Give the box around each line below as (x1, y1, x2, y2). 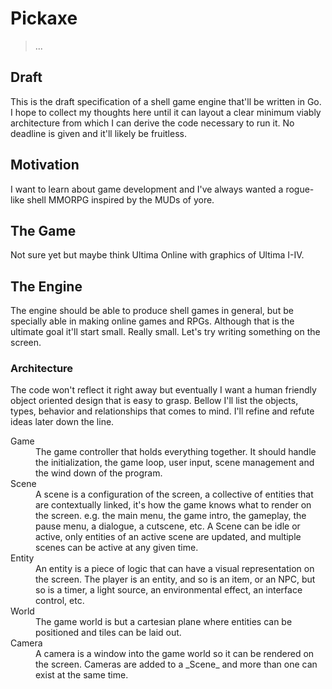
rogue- (285, 183, 315, 195)
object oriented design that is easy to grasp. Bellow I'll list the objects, (10, 395, 299, 407)
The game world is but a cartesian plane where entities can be (35, 616, 293, 628)
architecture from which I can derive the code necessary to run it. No (10, 117, 295, 129)
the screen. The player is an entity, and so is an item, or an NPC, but (35, 573, 316, 586)
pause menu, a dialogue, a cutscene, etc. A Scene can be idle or (35, 520, 301, 532)
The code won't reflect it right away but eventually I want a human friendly (10, 384, 317, 396)
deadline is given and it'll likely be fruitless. (10, 127, 187, 139)
